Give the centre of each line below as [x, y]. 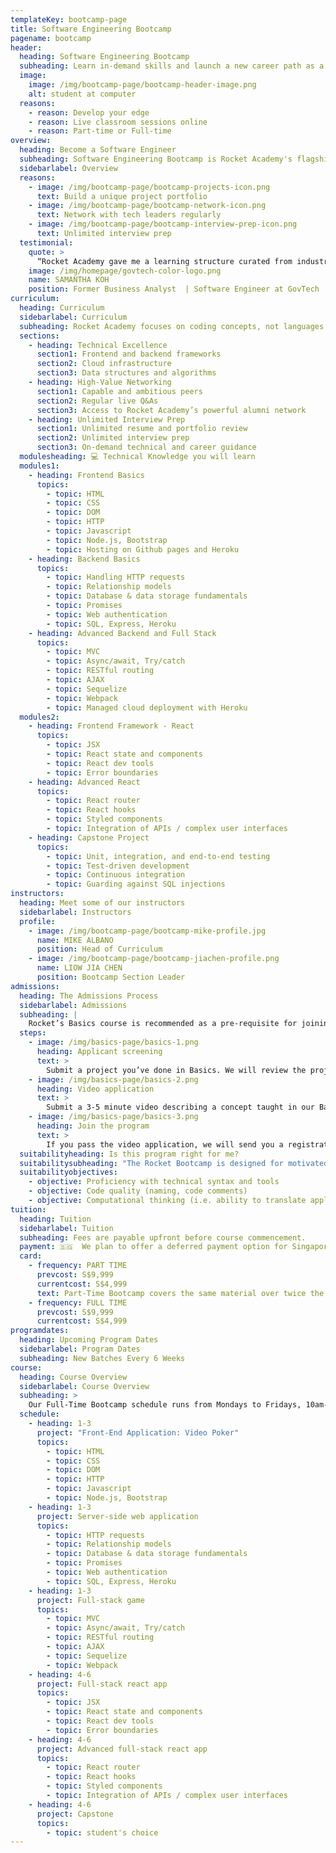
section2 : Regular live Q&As [97, 401]
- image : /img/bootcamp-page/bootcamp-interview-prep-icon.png [163, 224]
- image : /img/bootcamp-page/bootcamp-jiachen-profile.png [154, 959]
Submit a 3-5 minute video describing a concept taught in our [180, 1107]
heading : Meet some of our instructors [102, 903]
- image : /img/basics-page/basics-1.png [113, 1042]
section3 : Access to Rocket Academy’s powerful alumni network [171, 410]
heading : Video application [95, 1089]
